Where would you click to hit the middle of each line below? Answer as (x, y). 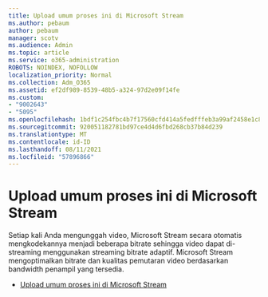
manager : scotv (33, 38)
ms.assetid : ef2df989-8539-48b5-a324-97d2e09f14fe (94, 90)
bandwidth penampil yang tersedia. (66, 269)
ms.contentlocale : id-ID (49, 142)
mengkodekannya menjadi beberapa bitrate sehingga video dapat (116, 244)
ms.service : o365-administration (64, 61)
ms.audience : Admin (41, 46)
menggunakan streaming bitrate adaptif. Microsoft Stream (138, 252)
